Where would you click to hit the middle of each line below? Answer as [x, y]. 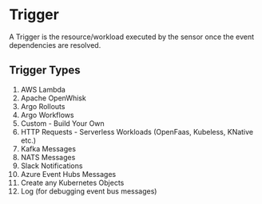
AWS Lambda [43, 89]
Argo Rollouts [43, 106]
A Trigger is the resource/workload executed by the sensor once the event [132, 37]
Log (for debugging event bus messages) [89, 191]
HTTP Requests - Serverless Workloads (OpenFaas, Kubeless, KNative [137, 131]
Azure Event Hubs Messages [68, 174]
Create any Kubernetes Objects [72, 182]
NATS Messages [48, 157]
